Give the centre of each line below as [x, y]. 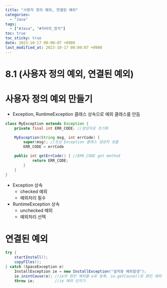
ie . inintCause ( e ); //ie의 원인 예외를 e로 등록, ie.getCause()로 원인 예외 [88, 276]
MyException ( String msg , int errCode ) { [57, 137]
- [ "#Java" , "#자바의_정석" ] [37, 29]
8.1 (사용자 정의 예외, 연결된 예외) [70, 74]
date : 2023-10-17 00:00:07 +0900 [40, 43]
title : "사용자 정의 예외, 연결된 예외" [42, 10]
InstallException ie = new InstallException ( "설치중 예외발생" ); [80, 271]
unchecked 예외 [36, 210]
